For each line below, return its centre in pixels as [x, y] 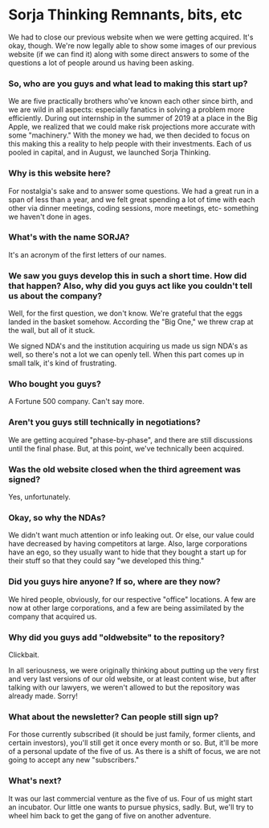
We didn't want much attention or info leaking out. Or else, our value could [131, 535]
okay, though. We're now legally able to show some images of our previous [132, 45]
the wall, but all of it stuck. [52, 331]
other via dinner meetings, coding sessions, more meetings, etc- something [134, 208]
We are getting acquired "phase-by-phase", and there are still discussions [130, 439]
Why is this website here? [59, 173]
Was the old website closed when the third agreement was [124, 469]
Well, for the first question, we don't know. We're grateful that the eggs [126, 313]
